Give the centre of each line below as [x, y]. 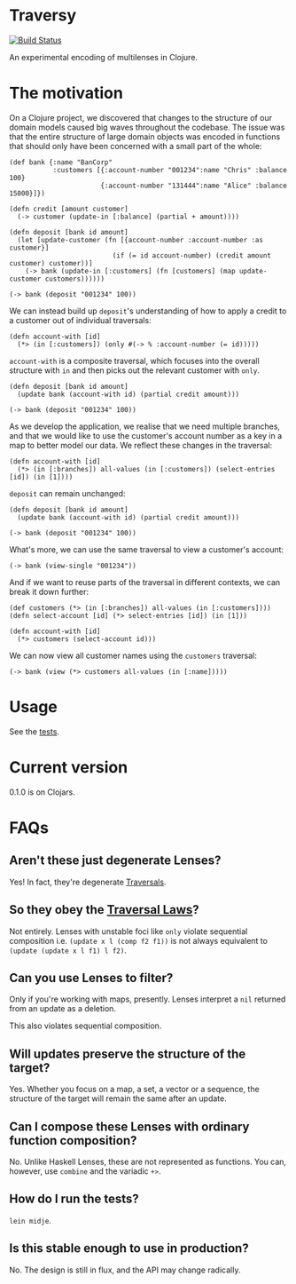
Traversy [43, 16]
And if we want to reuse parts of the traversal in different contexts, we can [145, 582]
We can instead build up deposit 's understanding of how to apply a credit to [148, 311]
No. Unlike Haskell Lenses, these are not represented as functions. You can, [148, 1161]
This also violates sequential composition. [86, 1026]
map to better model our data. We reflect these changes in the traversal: [141, 445]
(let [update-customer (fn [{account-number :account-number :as [140, 240]
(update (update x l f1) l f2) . [68, 950]
